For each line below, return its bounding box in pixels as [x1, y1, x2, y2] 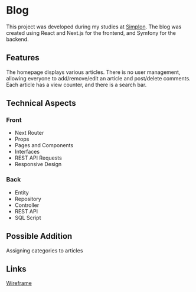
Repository [14, 195, 41, 202]
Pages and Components [14, 142, 74, 149]
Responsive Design [14, 161, 62, 168]
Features [6, 53, 40, 63]
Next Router [14, 129, 44, 137]
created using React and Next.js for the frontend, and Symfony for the [6, 29, 176, 36]
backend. [6, 35, 29, 43]
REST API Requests [14, 154, 62, 161]
